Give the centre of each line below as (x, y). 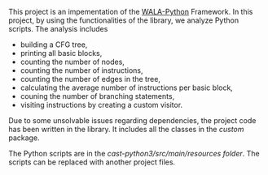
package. (24, 138)
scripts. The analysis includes (58, 29)
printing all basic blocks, (61, 53)
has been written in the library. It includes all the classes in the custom (126, 129)
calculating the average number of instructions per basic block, (127, 87)
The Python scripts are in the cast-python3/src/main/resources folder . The (134, 154)
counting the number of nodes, (72, 62)
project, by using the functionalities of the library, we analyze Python (123, 20)
